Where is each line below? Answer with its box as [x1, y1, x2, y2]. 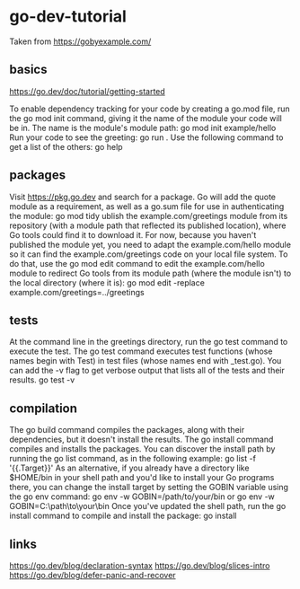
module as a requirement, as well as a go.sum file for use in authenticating [9, 200, 285, 212]
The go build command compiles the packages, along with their [9, 425, 245, 435]
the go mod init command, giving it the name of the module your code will [9, 112, 283, 123]
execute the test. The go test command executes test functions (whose [9, 346, 273, 356]
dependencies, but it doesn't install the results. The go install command [9, 434, 274, 445]
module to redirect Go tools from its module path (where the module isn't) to [9, 268, 292, 278]
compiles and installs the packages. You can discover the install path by [9, 444, 276, 454]
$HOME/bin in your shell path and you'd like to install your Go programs [9, 472, 275, 483]
